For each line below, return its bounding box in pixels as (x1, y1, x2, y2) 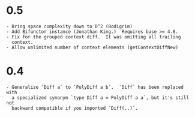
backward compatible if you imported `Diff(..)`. (11, 105, 138, 111)
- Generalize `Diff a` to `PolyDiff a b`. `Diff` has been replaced (6, 84, 184, 90)
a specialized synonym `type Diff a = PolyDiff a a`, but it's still (11, 94, 189, 101)
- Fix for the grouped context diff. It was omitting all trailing (6, 34, 181, 40)
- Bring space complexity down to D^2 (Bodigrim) (6, 23, 133, 29)
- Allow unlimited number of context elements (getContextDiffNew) (6, 44, 179, 50)
